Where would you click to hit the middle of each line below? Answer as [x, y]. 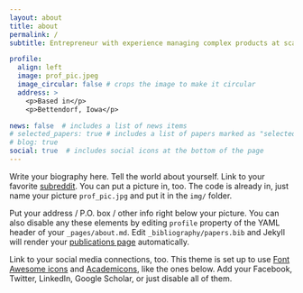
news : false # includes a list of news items [98, 126]
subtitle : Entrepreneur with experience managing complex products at [145, 43]
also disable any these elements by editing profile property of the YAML [145, 223]
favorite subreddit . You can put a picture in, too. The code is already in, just [149, 186]
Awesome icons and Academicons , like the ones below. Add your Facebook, [151, 269]
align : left [40, 68]
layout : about [36, 18]
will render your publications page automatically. [100, 242]
